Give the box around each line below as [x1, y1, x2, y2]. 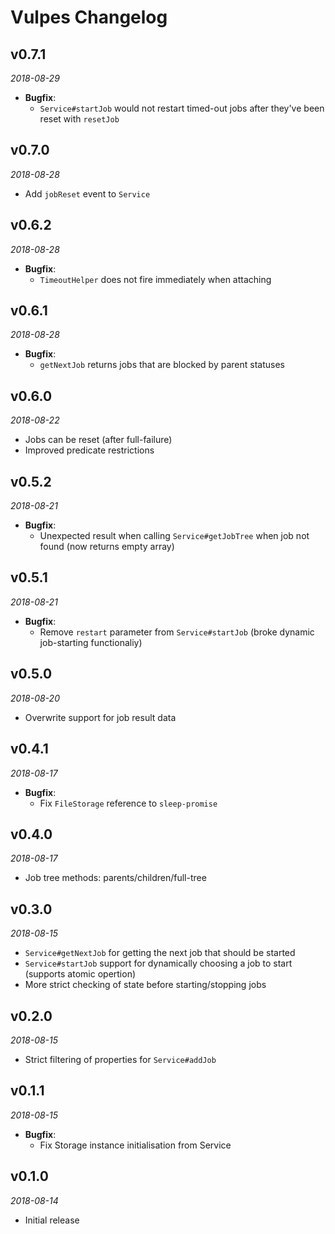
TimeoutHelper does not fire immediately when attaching [39, 273, 272, 285]
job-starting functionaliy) [39, 636, 143, 648]
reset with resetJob [39, 113, 120, 125]
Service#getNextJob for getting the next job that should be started [24, 947, 296, 959]
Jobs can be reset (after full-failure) [24, 434, 173, 446]
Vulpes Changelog [10, 6, 168, 29]
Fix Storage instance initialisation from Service [39, 1139, 232, 1151]
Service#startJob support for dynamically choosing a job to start [24, 957, 293, 970]
